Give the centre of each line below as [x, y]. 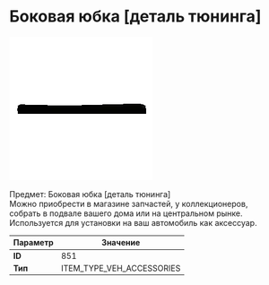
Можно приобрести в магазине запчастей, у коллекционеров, [129, 203]
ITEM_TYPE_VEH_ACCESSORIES [121, 268]
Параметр [33, 243]
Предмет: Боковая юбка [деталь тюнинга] [90, 194]
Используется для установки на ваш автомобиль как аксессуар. [133, 222]
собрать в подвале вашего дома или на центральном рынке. [126, 213]
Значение [121, 243]
